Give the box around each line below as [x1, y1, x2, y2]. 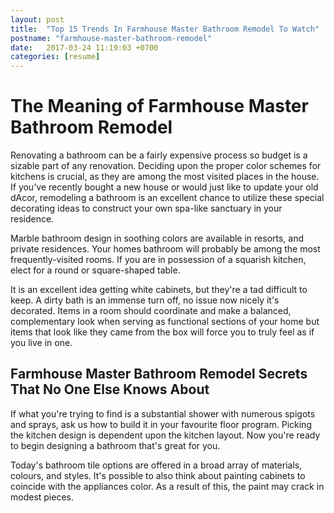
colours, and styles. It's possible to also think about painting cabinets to [10, 469, 306, 481]
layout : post [10, 14, 65, 25]
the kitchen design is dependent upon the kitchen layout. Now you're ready [10, 429, 321, 441]
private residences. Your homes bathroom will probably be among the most [10, 243, 321, 255]
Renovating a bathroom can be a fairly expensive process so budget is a [10, 149, 308, 161]
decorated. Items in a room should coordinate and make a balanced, [10, 305, 292, 317]
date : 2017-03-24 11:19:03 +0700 [10, 42, 159, 53]
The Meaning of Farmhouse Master [10, 95, 309, 118]
